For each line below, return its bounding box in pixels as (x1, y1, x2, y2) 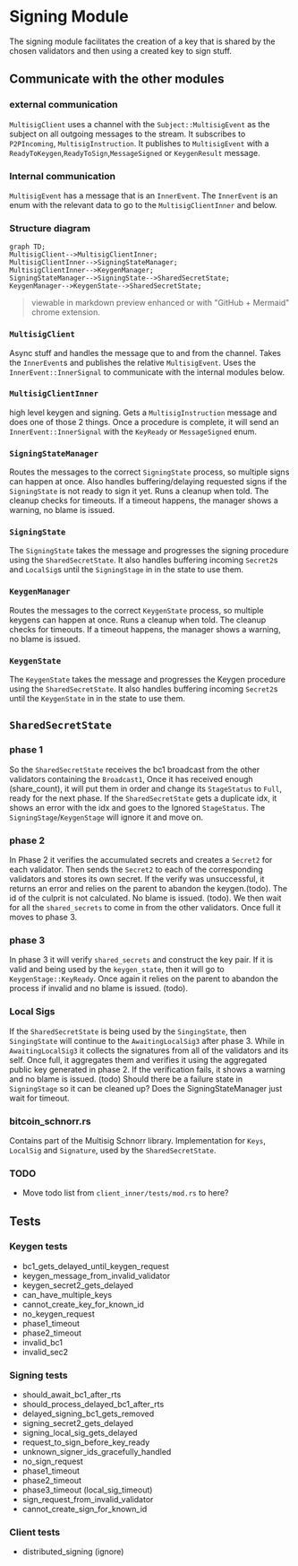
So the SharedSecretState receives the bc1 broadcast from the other (9, 764, 260, 775)
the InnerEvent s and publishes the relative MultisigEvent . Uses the (9, 357, 257, 368)
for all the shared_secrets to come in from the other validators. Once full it (9, 901, 282, 912)
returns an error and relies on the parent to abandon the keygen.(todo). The (9, 883, 288, 893)
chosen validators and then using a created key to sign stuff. (9, 45, 233, 56)
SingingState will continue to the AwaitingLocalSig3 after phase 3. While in (9, 1035, 285, 1046)
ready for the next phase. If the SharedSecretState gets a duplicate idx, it (9, 792, 277, 804)
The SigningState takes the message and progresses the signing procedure (9, 545, 289, 556)
